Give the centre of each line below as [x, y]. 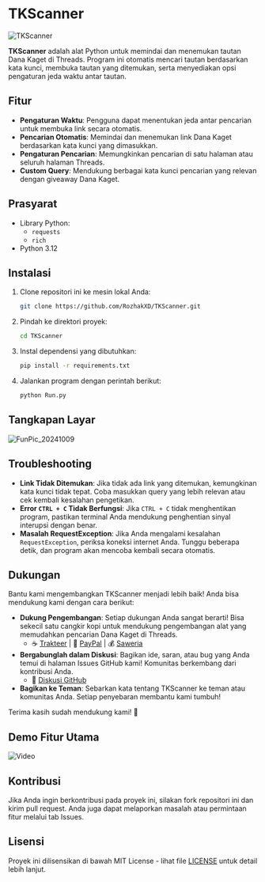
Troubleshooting [50, 464]
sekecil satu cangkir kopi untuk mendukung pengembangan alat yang [133, 626]
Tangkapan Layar [52, 420]
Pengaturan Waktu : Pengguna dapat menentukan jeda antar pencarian [135, 120]
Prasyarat [33, 204]
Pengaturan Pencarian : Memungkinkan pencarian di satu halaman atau [136, 153]
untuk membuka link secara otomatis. [81, 128]
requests [46, 232]
